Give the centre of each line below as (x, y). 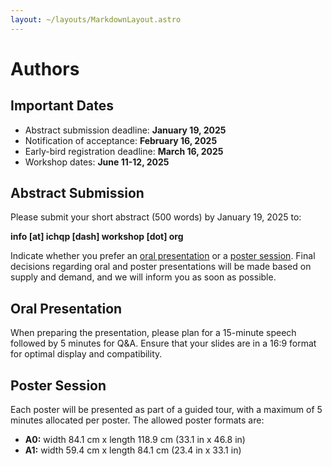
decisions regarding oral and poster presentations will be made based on (161, 267)
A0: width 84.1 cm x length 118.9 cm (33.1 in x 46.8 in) (135, 440)
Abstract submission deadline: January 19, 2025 (125, 130)
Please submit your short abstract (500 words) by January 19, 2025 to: (156, 217)
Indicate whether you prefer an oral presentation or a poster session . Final (163, 256)
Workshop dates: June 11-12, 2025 (97, 162)
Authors (45, 68)
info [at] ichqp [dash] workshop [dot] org (97, 237)
